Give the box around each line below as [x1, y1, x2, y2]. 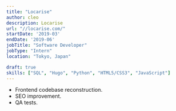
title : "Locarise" [6, 8, 52, 15]
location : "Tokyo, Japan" [6, 53, 71, 59]
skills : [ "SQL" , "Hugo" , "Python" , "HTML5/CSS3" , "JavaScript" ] [6, 70, 171, 76]
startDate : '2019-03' [6, 31, 61, 37]
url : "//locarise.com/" [6, 25, 66, 32]
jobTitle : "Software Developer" [6, 43, 87, 49]
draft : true [6, 64, 36, 70]
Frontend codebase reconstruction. [14, 86, 103, 94]
